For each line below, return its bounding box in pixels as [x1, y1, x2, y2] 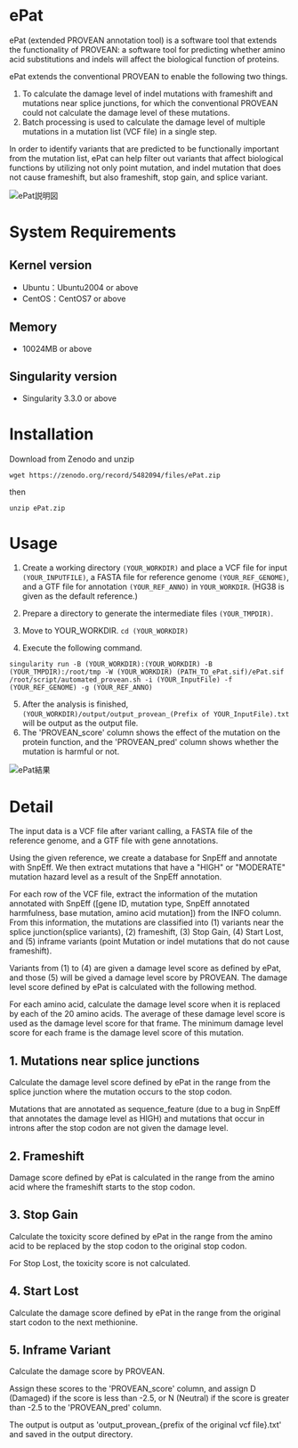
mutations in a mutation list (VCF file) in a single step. [21, 126, 218, 136]
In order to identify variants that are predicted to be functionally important [9, 143, 279, 154]
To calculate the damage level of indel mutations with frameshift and [21, 88, 273, 99]
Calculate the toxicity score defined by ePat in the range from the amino [9, 1231, 273, 1241]
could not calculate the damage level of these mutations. [21, 107, 230, 118]
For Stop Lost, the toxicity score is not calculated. [9, 1257, 191, 1268]
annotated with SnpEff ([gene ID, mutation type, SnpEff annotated [9, 898, 250, 909]
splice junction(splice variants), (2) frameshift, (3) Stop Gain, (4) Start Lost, [9, 927, 284, 937]
